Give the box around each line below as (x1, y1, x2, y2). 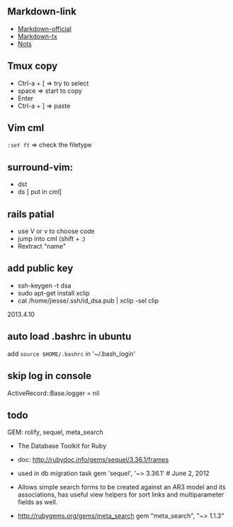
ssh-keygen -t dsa (17, 281, 72, 290)
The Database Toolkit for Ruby (17, 442, 107, 450)
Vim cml (7, 122, 45, 134)
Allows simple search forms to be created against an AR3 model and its (17, 483, 226, 492)
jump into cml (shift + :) (17, 234, 86, 243)
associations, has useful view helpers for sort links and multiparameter (17, 490, 225, 499)
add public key (7, 262, 74, 275)
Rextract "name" (17, 242, 66, 251)
